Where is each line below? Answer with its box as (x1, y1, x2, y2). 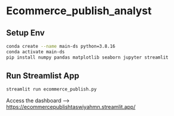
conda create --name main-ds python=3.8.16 (6, 43, 116, 49)
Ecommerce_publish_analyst (6, 4, 152, 18)
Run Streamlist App (6, 71, 80, 81)
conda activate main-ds (6, 49, 65, 54)
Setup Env (6, 28, 45, 38)
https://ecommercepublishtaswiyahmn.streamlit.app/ (6, 104, 135, 111)
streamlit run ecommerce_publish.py (6, 86, 97, 92)
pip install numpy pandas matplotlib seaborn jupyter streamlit (6, 54, 169, 60)
